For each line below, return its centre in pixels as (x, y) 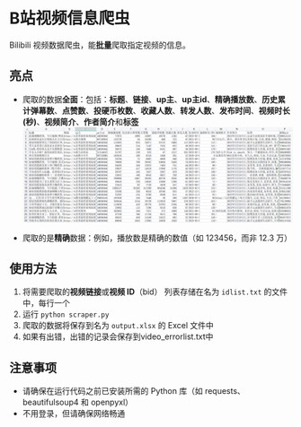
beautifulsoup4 (50, 402)
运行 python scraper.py (66, 314)
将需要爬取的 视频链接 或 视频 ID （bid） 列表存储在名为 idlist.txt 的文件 (155, 292)
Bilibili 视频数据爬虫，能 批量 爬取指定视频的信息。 (100, 45)
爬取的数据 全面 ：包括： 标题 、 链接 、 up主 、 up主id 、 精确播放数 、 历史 (150, 99)
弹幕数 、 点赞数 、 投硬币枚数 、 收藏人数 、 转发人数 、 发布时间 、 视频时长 (160, 110)
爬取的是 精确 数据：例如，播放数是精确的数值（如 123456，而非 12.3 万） (157, 238)
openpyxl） (112, 402)
